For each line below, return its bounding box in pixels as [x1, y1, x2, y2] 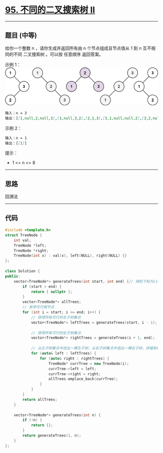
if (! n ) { [22, 417, 42, 423]
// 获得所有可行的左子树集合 [31, 315, 81, 320]
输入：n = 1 [5, 135, 27, 140]
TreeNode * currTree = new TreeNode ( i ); [48, 361, 130, 366]
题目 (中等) [5, 31, 37, 39]
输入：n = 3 [5, 111, 27, 115]
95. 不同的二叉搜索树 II [5, 4, 96, 16]
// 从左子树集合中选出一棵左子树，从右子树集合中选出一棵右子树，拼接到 [31, 346, 157, 351]
